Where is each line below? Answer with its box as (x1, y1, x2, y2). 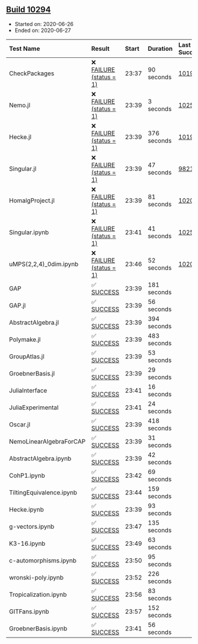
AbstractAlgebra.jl (9, 318, 59, 326)
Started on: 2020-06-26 (14, 20, 74, 27)
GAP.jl (9, 301, 26, 309)
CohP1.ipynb (9, 471, 45, 480)
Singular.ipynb (9, 228, 49, 236)
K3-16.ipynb (9, 539, 46, 548)
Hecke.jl (9, 132, 32, 141)
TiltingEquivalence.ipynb (9, 488, 78, 496)
